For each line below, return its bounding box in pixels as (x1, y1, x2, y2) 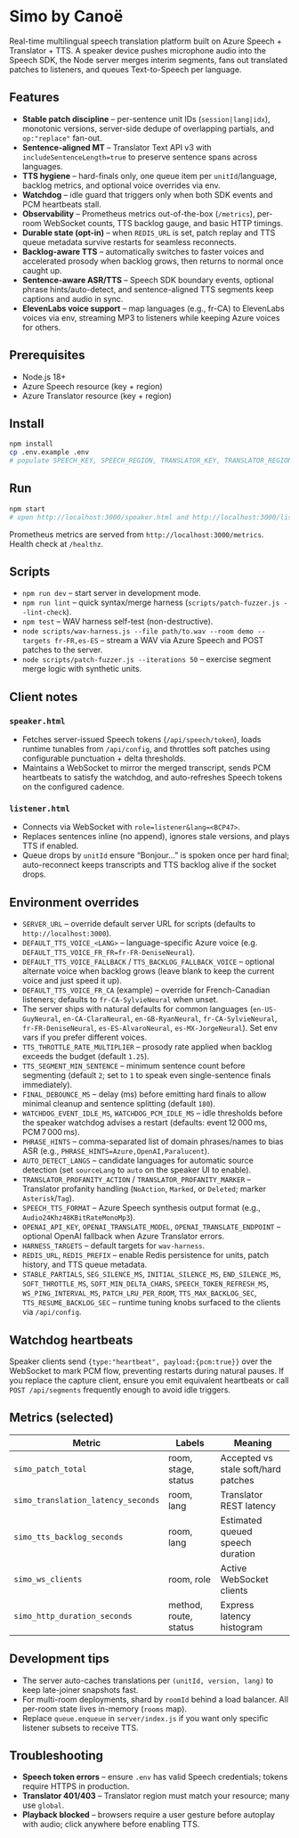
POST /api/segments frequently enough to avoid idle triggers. (9, 1384, 231, 1395)
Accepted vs (220, 1451, 273, 1464)
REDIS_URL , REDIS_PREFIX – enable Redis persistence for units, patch (21, 1250, 270, 1261)
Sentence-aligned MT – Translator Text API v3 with (21, 142, 212, 152)
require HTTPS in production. (21, 1781, 130, 1792)
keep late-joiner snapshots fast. (21, 1684, 139, 1695)
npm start (9, 504, 46, 513)
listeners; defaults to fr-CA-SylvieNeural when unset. (21, 994, 219, 1005)
